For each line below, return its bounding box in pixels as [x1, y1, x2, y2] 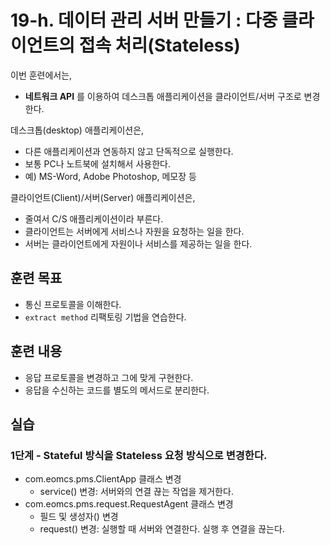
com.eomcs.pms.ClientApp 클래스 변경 [24, 473, 182, 485]
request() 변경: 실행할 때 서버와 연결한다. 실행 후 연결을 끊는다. [39, 523, 285, 535]
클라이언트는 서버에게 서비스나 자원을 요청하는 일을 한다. [24, 225, 245, 237]
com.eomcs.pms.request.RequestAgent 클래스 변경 [24, 498, 234, 510]
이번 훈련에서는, [10, 69, 73, 81]
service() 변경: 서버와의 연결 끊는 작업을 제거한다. [39, 486, 234, 498]
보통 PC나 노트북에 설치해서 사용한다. [24, 157, 171, 170]
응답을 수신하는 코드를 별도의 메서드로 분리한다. [24, 384, 210, 396]
